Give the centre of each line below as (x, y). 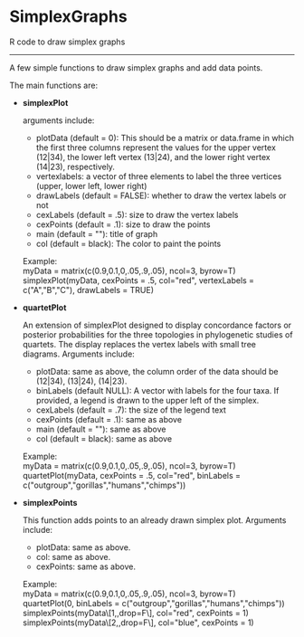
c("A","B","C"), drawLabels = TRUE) (88, 290)
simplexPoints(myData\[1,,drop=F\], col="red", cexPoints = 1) (135, 613)
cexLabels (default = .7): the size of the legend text (131, 410)
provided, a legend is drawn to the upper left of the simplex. (147, 400)
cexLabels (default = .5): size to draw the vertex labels (137, 214)
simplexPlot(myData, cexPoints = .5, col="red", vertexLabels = (138, 280)
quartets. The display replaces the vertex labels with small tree (139, 344)
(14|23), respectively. (76, 166)
